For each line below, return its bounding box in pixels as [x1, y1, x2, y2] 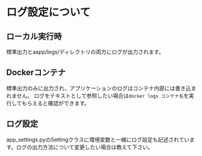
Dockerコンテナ [6, 67, 66, 78]
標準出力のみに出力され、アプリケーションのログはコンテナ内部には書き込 [6, 85, 191, 92]
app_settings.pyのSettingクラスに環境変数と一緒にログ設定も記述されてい [6, 136, 190, 143]
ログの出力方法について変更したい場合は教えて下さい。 [16, 143, 154, 151]
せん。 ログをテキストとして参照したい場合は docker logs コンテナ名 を [16, 92, 189, 99]
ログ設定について [6, 5, 91, 19]
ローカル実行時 [6, 31, 62, 41]
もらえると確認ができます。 [21, 100, 90, 107]
